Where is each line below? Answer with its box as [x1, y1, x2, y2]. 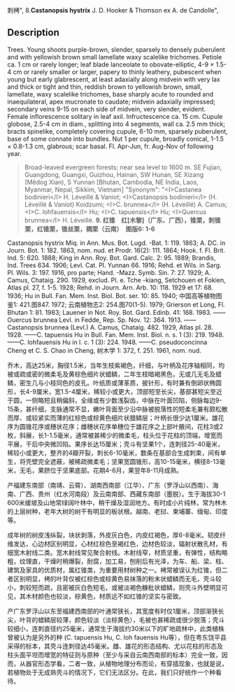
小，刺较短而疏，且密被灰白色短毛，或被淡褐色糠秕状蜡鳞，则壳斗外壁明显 [7, 583, 222, 591]
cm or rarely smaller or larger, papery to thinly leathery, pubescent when [13, 67, 222, 76]
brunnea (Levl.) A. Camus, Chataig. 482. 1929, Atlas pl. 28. [44, 323, 213, 331]
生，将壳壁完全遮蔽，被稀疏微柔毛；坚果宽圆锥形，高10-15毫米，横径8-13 [7, 457, 220, 465]
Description [7, 27, 59, 38]
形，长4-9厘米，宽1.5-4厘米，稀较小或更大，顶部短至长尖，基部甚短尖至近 [7, 387, 222, 395]
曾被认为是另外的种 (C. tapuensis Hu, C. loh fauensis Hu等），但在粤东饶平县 [7, 633, 227, 642]
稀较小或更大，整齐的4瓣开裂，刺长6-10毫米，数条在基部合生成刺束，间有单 [7, 449, 227, 457]
